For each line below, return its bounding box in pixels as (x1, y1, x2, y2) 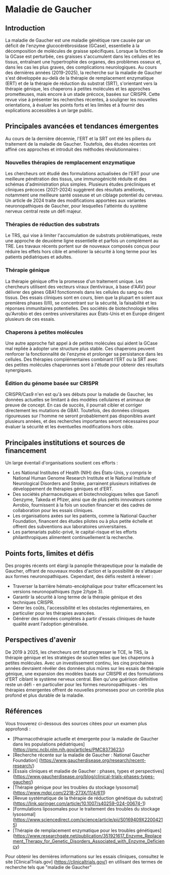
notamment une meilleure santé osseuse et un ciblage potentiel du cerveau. (5, 192, 163, 198)
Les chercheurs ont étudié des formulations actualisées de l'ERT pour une (5, 171, 160, 177)
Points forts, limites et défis (5, 549, 94, 558)
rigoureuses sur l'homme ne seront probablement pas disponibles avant (5, 413, 155, 419)
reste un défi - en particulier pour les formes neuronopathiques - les (5, 681, 148, 687)
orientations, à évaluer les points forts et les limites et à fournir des (5, 102, 144, 108)
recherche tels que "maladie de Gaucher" (5, 864, 92, 870)
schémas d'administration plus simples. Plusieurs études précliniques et (5, 181, 156, 187)
